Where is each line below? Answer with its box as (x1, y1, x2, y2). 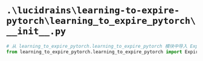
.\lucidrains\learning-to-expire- (6, 5, 180, 16)
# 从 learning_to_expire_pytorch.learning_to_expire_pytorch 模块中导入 (6, 43, 188, 49)
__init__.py (6, 26, 66, 37)
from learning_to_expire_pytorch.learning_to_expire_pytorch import (6, 48, 182, 55)
